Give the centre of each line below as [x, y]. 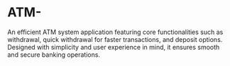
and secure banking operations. [54, 55]
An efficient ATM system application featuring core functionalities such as [115, 32]
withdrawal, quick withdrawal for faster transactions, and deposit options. [115, 39]
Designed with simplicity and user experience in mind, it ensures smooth [114, 47]
